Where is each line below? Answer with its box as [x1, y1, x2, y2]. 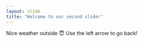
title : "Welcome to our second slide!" [6, 14, 104, 20]
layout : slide [6, 8, 41, 14]
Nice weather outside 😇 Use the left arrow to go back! [6, 29, 138, 36]
